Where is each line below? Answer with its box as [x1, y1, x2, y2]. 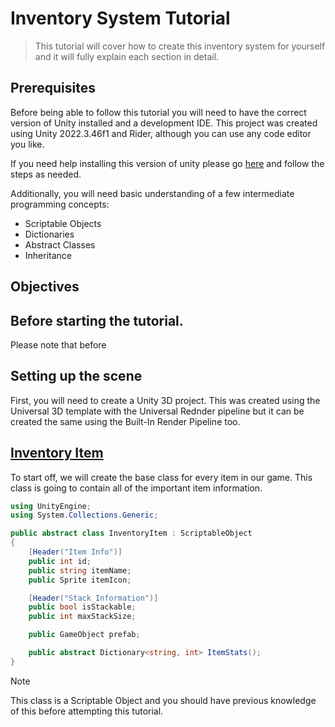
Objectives [10, 278, 80, 296]
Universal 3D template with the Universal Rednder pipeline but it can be [10, 405, 305, 417]
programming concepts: [10, 198, 110, 210]
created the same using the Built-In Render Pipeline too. [10, 415, 241, 427]
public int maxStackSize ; [28, 612, 137, 622]
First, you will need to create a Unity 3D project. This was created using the [10, 394, 321, 406]
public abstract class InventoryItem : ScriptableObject [10, 528, 253, 539]
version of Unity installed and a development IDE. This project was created [10, 117, 318, 129]
